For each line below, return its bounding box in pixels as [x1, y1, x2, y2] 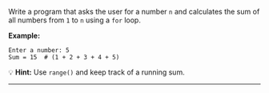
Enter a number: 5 [8, 46, 70, 55]
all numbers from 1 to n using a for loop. [8, 15, 142, 25]
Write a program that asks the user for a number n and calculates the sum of [8, 7, 260, 16]
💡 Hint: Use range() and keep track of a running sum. [8, 67, 186, 77]
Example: [8, 31, 41, 40]
